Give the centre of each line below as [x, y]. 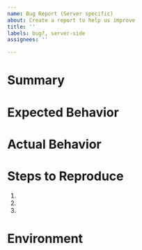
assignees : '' [28, 40]
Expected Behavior [63, 112]
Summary [36, 80]
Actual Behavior [55, 144]
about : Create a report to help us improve [71, 20]
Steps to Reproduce [65, 176]
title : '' [22, 27]
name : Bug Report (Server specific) [60, 14]
